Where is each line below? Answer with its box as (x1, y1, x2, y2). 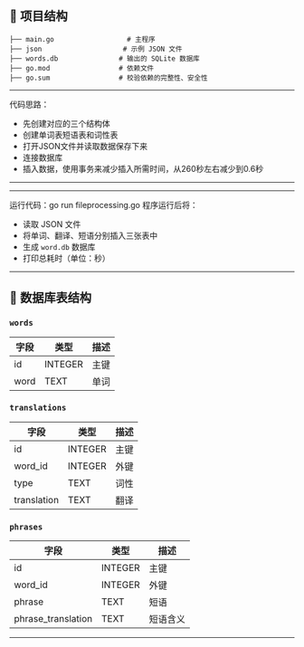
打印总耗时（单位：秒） (22, 252, 110, 263)
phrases (9, 521, 43, 532)
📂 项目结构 (9, 8, 68, 24)
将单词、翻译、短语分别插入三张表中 (22, 230, 158, 241)
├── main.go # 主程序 (9, 34, 156, 43)
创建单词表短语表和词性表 (22, 129, 119, 140)
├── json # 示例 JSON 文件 (9, 44, 183, 53)
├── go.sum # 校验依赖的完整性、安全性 (9, 73, 208, 82)
